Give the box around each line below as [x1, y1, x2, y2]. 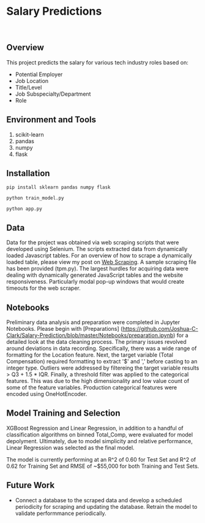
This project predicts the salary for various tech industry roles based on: [6, 58, 188, 66]
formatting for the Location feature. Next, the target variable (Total [6, 351, 173, 358]
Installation [6, 168, 50, 179]
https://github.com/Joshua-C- [122, 325, 198, 332]
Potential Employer [15, 71, 63, 78]
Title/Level [15, 83, 42, 91]
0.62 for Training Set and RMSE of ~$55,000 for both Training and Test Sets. [6, 462, 199, 470]
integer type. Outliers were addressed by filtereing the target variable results [6, 364, 199, 371]
